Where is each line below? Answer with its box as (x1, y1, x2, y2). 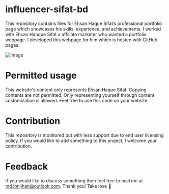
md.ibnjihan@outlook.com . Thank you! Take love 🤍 (5, 183, 111, 189)
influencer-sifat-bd (5, 4, 89, 15)
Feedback (5, 161, 48, 172)
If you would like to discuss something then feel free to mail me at (5, 177, 144, 184)
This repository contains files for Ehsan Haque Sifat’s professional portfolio (5, 20, 162, 26)
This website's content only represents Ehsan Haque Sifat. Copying (5, 87, 147, 93)
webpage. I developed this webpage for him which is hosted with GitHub (5, 37, 158, 43)
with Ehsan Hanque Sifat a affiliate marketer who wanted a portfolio (5, 31, 147, 37)
